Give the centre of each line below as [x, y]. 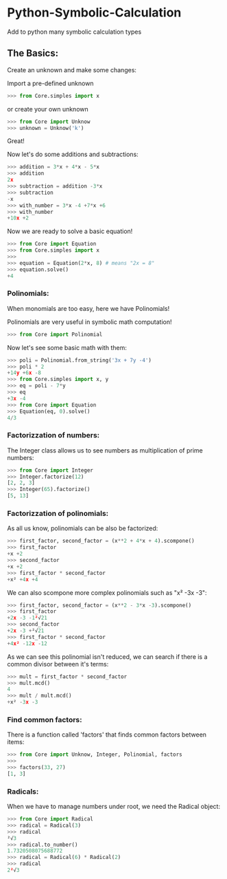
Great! [16, 141]
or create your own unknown [48, 109]
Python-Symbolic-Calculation [94, 13]
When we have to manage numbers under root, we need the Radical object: [114, 807]
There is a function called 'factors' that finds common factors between [107, 735]
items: [16, 742]
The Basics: [33, 53]
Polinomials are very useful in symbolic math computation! [90, 322]
